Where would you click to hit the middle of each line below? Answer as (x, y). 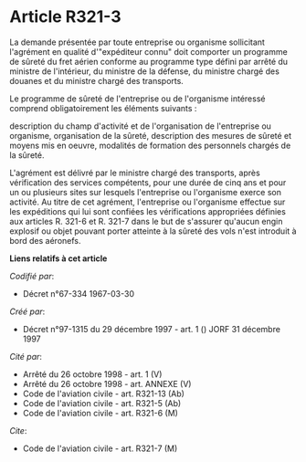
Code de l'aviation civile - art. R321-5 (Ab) (102, 403)
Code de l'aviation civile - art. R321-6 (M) (100, 413)
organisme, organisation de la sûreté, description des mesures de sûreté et (151, 135)
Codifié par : (32, 276)
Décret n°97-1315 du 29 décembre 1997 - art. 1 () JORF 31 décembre (152, 329)
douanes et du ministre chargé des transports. (97, 80)
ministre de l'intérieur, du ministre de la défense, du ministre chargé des (145, 71)
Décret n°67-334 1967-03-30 (79, 293)
